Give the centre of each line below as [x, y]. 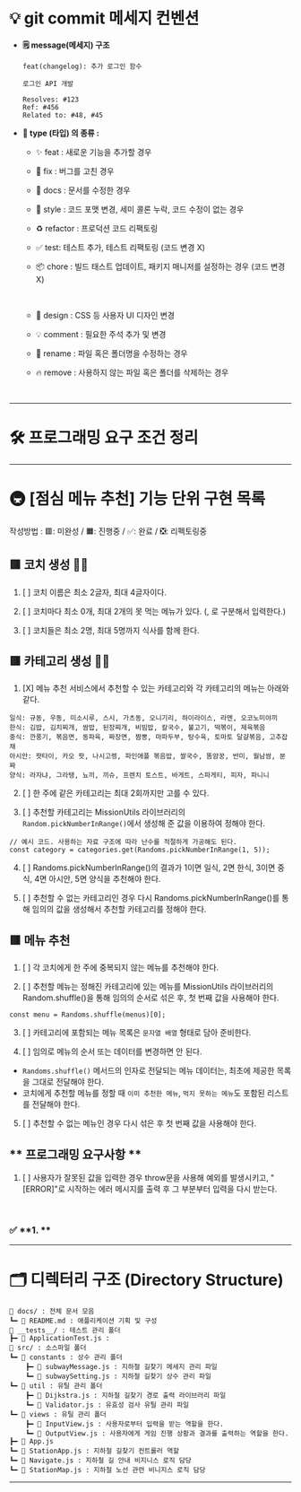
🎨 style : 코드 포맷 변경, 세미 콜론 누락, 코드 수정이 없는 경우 [140, 209]
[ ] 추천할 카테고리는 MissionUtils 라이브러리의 [104, 812]
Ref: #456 [41, 107]
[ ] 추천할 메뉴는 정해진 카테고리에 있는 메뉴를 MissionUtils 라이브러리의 [148, 987]
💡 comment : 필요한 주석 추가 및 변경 [101, 334]
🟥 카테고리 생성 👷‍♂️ [60, 662]
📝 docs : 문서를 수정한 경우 [83, 190]
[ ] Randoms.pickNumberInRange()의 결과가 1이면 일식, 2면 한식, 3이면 [149, 868]
